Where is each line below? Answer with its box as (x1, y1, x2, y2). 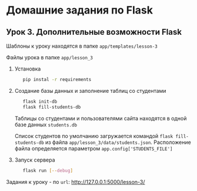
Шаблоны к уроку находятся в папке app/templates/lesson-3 (6, 42, 158, 49)
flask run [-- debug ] (22, 167, 74, 173)
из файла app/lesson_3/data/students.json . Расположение (45, 139, 191, 146)
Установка (14, 65, 41, 72)
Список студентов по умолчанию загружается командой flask (14, 132, 173, 139)
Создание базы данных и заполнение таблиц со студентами (14, 87, 166, 94)
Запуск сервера (14, 156, 55, 163)
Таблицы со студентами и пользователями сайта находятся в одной (14, 115, 187, 122)
